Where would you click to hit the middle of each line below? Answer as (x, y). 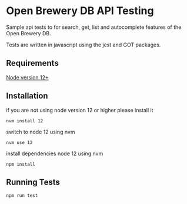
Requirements (32, 63)
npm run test (22, 196)
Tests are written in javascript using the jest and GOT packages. (84, 45)
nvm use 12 (19, 142)
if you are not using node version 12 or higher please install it (80, 110)
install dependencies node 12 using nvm (55, 153)
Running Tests (33, 182)
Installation (27, 96)
